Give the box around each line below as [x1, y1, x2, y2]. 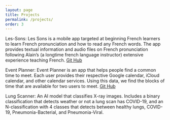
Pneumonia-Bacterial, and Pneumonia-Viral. [12, 109, 104, 115]
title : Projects [5, 12, 40, 17]
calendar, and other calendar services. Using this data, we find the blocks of [5, 78, 165, 84]
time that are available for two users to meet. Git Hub [5, 83, 116, 89]
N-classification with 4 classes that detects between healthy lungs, [5, 104, 146, 110]
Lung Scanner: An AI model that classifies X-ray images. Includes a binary [5, 93, 160, 99]
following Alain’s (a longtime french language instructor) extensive [5, 52, 144, 58]
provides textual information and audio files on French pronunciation [5, 46, 148, 52]
